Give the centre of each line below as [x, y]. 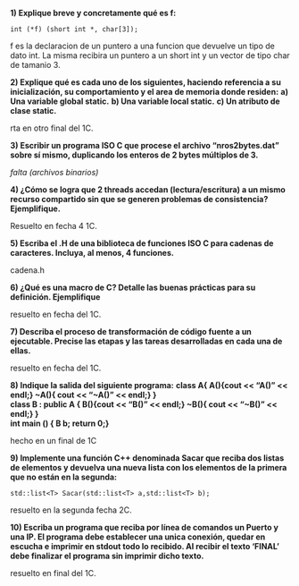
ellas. [21, 351]
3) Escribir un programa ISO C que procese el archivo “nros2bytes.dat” [145, 145]
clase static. [33, 110]
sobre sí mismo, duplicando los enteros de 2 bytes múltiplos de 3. [134, 155]
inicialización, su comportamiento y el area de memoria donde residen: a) [149, 92]
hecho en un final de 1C [54, 441]
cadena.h [28, 270]
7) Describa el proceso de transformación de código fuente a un [131, 331]
